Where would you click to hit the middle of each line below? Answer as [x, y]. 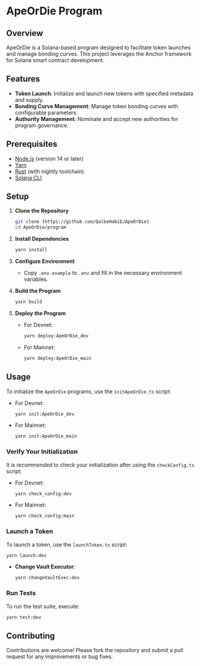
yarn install [31, 250]
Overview [25, 33]
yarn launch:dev [26, 555]
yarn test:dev [24, 617]
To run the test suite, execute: [43, 606]
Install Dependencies [42, 239]
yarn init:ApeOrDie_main [46, 436]
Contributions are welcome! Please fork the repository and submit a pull [95, 650]
